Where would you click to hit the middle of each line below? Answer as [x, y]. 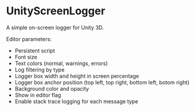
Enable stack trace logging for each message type [76, 101]
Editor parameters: [29, 39]
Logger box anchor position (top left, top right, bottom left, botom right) [102, 82]
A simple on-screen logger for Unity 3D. [55, 27]
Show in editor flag [38, 95]
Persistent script [35, 50]
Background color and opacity [52, 88]
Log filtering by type [40, 69]
